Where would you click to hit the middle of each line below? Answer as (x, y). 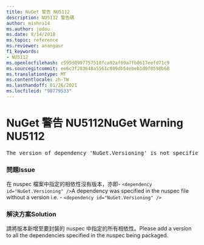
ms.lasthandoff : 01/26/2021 (42, 86)
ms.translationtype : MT (36, 74)
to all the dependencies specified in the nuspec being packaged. (87, 235)
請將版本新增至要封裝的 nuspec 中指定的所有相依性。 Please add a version (99, 229)
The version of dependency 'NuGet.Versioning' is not (88, 153)
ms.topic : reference (32, 40)
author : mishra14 (28, 23)
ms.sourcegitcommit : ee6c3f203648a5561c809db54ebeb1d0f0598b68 (88, 68)
